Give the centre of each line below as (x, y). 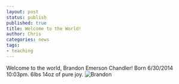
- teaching (20, 51)
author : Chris (24, 34)
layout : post (22, 12)
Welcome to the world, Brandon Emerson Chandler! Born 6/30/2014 (90, 68)
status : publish (26, 17)
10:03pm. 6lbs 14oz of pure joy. (45, 74)
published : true (26, 23)
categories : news (28, 40)
